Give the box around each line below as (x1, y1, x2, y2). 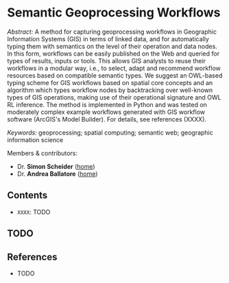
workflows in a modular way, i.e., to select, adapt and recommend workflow (7, 64, 221, 72)
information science (7, 135, 64, 144)
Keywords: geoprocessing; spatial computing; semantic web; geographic (7, 128, 214, 137)
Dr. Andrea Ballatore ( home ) (16, 170, 98, 178)
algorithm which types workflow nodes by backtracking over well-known (7, 86, 213, 94)
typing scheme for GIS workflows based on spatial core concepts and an (7, 78, 213, 87)
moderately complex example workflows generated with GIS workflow (7, 108, 206, 116)
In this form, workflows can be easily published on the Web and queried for (7, 49, 220, 58)
